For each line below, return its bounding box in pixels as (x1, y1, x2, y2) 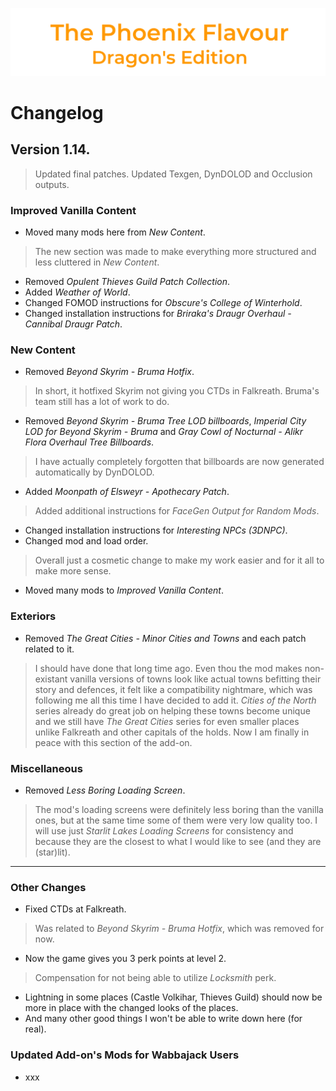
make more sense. (34, 565, 112, 577)
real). (24, 1023, 47, 1035)
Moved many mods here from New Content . (24, 226, 206, 238)
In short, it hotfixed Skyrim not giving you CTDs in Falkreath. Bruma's (34, 385, 320, 397)
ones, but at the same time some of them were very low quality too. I (34, 814, 318, 826)
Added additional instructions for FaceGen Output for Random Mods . (34, 505, 320, 517)
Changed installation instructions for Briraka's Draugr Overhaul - (24, 308, 292, 320)
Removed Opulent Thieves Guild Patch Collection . (24, 276, 231, 288)
